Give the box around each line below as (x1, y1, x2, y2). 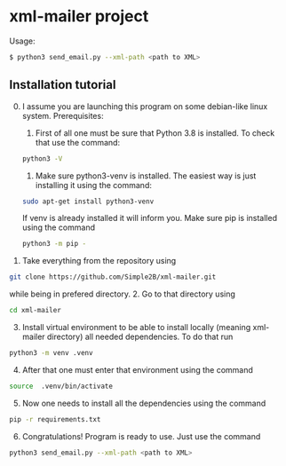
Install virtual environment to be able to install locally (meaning (21, 322, 251, 332)
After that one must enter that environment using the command (21, 364, 253, 375)
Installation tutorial (9, 77, 116, 92)
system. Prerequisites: (21, 110, 104, 121)
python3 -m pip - (21, 240, 87, 249)
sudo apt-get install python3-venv (21, 197, 155, 206)
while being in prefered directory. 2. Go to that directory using (9, 288, 235, 299)
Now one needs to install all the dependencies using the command (21, 398, 266, 408)
